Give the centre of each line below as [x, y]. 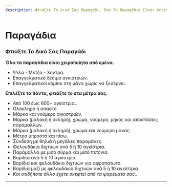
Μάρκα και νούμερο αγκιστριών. [47, 114]
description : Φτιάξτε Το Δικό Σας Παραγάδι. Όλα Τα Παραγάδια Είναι [80, 10]
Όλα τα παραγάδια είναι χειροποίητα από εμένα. [60, 63]
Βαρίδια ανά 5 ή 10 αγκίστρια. [45, 158]
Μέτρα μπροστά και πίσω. [40, 136]
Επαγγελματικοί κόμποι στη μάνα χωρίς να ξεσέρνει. [69, 84]
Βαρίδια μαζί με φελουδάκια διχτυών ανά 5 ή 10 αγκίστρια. [76, 169]
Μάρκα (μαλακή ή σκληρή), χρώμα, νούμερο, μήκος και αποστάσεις [85, 120]
